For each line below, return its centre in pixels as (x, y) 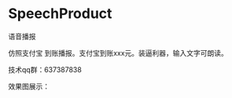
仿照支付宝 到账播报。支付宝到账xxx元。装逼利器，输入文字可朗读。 (118, 53)
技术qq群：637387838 (45, 69)
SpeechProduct (60, 14)
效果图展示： (29, 86)
